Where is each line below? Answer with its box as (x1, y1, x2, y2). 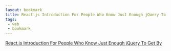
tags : (5, 17, 17, 22)
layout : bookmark (5, 7, 42, 13)
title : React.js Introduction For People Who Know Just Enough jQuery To (5, 12, 166, 17)
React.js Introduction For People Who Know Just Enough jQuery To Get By (5, 40, 162, 46)
